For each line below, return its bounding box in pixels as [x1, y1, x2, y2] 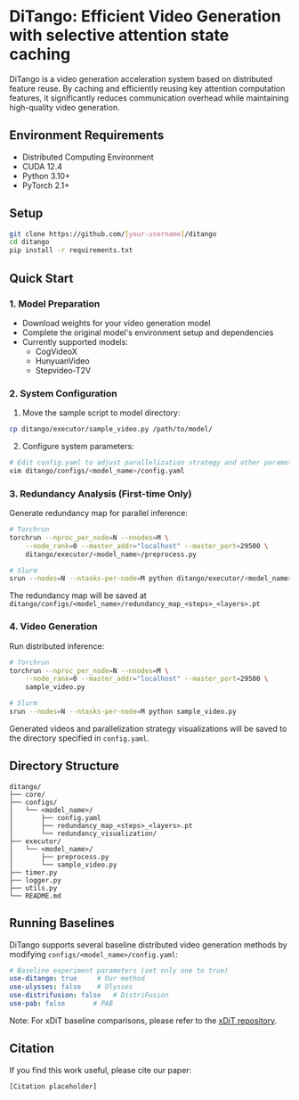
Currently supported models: [21, 336, 129, 347]
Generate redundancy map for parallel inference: [9, 508, 189, 519]
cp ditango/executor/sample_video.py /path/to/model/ [9, 425, 214, 434]
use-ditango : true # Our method [9, 974, 145, 983]
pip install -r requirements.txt [9, 246, 133, 255]
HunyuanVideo [35, 355, 91, 366]
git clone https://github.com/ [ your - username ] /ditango [9, 229, 217, 238]
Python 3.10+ [21, 170, 71, 181]
